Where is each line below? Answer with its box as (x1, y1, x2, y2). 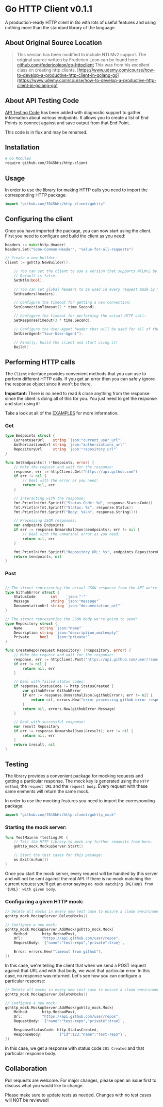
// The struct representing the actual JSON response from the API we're (5, 585, 158, 590)
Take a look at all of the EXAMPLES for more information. (5, 410, 119, 416)
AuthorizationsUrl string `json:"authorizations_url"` (14, 443, 127, 447)
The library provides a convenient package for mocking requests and (5, 773, 143, 779)
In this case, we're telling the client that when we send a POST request (5, 962, 147, 968)
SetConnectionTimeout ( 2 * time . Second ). (14, 305, 97, 310)
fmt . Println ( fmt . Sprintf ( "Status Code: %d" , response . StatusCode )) (14, 500, 153, 505)
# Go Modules (5, 156, 32, 161)
